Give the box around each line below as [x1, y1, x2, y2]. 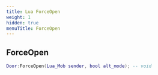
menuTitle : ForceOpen [6, 25, 61, 32]
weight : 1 [6, 14, 31, 20]
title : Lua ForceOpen [6, 8, 61, 15]
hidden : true [6, 20, 39, 26]
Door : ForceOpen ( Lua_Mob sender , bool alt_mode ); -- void [6, 63, 152, 69]
